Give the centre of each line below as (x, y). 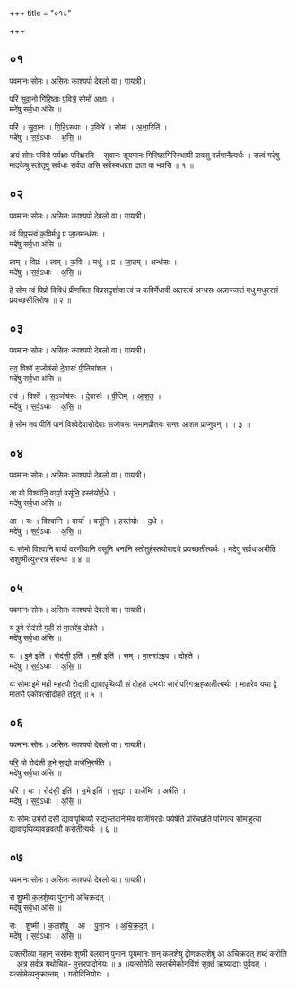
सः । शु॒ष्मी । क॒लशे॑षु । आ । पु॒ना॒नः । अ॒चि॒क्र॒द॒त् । (82, 925)
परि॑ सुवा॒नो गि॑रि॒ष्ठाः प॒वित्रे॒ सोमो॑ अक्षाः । (62, 99)
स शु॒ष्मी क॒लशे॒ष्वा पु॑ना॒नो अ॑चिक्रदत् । (61, 897)
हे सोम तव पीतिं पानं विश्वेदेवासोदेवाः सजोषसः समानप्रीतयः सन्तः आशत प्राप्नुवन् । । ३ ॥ (130, 424)
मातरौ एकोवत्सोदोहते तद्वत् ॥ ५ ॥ (56, 694)
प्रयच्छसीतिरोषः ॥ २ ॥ (40, 299)
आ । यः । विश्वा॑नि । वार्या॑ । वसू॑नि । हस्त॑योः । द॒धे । (87, 521)
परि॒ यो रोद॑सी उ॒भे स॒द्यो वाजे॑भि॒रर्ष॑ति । (61, 762)
